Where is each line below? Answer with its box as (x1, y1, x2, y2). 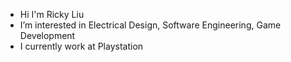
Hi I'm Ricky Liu (19, 9, 85, 20)
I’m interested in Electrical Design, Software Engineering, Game (19, 19, 282, 31)
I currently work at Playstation (19, 40, 144, 52)
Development (19, 30, 76, 41)
